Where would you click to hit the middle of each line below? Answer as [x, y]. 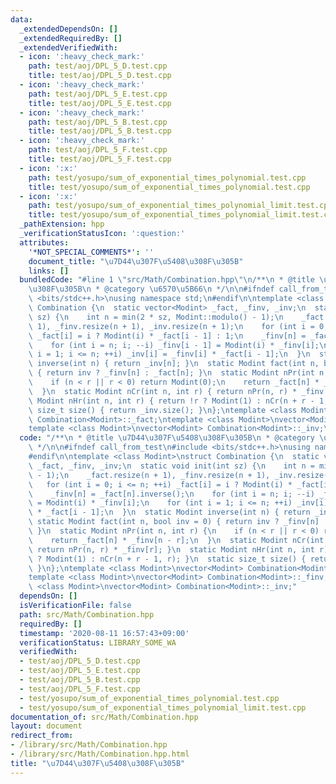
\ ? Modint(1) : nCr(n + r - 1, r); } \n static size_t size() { [167, 559]
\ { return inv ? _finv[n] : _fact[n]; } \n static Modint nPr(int [171, 373]
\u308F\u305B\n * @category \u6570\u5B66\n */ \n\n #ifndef [151, 289]
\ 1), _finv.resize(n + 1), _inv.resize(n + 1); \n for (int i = [171, 326]
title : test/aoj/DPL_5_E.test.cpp [100, 103]
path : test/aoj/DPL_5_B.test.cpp [98, 122]
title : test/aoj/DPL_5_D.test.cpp [100, 76]
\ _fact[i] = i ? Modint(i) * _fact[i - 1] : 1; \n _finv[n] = [167, 336]
